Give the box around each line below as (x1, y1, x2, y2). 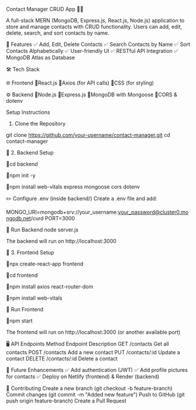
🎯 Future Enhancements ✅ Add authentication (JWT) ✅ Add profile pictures (6, 367, 188, 373)
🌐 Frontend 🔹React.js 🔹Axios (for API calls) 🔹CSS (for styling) (6, 79, 154, 86)
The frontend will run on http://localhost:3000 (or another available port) (6, 329, 181, 335)
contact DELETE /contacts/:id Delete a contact (6, 355, 118, 362)
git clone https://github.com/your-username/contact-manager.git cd (6, 132, 171, 138)
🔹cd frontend (6, 272, 38, 278)
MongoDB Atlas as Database (6, 54, 75, 61)
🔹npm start (6, 317, 33, 324)
